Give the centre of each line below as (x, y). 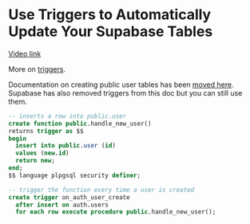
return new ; (36, 161)
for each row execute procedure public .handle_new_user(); (116, 212)
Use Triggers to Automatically (110, 15)
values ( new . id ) (42, 153)
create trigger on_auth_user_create (69, 197)
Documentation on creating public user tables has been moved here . (121, 84)
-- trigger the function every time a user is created (101, 190)
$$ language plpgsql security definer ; (75, 175)
